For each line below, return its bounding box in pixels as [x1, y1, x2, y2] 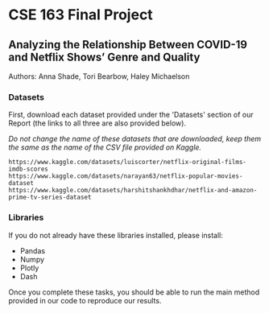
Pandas [19, 245, 46, 255]
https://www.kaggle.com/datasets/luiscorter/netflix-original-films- [8, 159, 247, 167]
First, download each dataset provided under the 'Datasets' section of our [8, 110, 254, 120]
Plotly [19, 263, 39, 273]
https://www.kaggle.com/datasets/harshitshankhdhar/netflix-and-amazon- [8, 187, 258, 195]
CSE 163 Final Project [8, 6, 153, 24]
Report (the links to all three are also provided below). [8, 118, 187, 128]
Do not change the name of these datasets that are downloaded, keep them [8, 134, 262, 144]
